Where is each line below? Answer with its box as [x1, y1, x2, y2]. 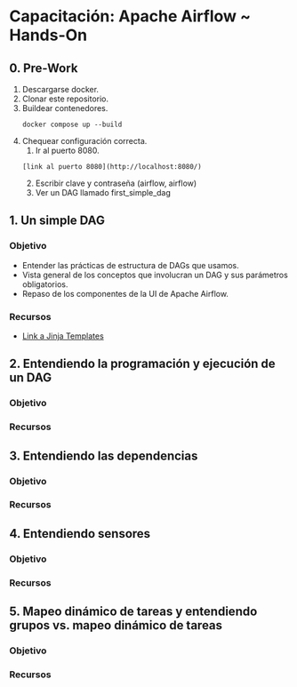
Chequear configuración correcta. [21, 136, 148, 146]
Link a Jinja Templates [21, 331, 104, 341]
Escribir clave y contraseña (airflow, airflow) [35, 178, 197, 188]
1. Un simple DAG [9, 213, 105, 228]
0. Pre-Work [9, 60, 78, 76]
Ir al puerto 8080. [35, 145, 100, 156]
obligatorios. [21, 278, 68, 290]
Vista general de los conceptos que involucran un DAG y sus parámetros [21, 269, 289, 280]
